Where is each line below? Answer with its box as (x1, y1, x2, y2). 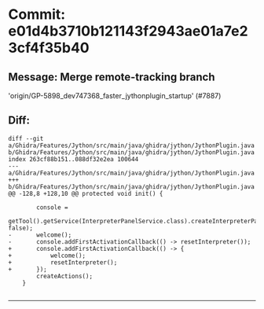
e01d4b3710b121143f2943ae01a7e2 (8, 22, 249, 40)
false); (8, 224, 34, 232)
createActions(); (36, 272, 93, 280)
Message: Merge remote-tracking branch (8, 70, 215, 83)
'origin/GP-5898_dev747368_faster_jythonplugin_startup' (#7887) (8, 91, 222, 100)
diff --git (8, 134, 44, 142)
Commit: (8, 6, 66, 24)
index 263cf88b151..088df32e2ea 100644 (8, 155, 139, 163)
